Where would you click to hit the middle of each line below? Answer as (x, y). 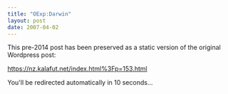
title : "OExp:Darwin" (40, 14)
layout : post (27, 21)
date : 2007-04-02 (33, 27)
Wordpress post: (32, 55)
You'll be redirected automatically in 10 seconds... (80, 83)
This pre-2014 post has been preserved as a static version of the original (114, 48)
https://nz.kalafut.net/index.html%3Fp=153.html (77, 69)
